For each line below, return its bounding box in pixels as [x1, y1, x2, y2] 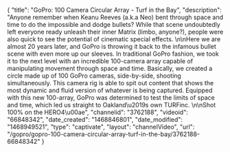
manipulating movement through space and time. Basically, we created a [7, 65, 213, 72]
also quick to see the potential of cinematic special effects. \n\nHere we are [7, 35, 221, 43]
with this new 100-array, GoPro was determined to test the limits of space [7, 94, 215, 102]
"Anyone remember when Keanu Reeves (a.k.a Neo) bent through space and [7, 13, 224, 21]
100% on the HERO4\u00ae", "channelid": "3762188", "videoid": [7, 108, 189, 116]
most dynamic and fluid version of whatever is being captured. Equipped [7, 86, 213, 94]
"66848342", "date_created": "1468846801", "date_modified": [7, 116, 183, 123]
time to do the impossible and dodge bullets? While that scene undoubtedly [7, 21, 221, 28]
